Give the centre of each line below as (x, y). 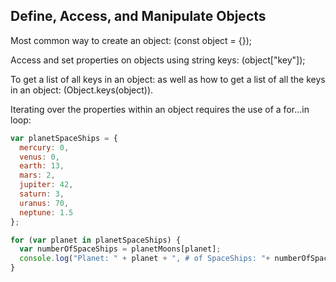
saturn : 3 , (42, 194)
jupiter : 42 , (46, 185)
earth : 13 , (42, 166)
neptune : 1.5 (46, 212)
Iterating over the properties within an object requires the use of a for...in (160, 109)
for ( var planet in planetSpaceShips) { (96, 240)
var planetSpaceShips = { (64, 138)
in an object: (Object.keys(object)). (82, 90)
